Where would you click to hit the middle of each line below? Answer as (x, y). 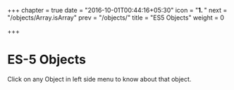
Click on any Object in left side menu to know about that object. (99, 79)
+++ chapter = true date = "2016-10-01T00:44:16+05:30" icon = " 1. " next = (117, 10)
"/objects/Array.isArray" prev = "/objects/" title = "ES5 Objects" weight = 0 (116, 18)
